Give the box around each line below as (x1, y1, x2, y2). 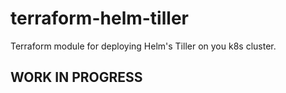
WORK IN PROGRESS (10, 69, 143, 86)
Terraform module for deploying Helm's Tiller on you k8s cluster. (10, 40, 277, 52)
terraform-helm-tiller (10, 7, 189, 30)
